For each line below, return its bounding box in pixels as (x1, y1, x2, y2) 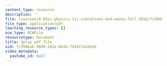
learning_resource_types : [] (5, 26, 66, 31)
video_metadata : (5, 49, 39, 54)
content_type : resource (5, 7, 55, 12)
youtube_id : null (9, 53, 46, 59)
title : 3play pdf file (5, 40, 52, 45)
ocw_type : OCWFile (5, 30, 43, 35)
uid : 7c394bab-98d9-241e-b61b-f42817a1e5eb (5, 44, 97, 49)
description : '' (5, 12, 39, 17)
